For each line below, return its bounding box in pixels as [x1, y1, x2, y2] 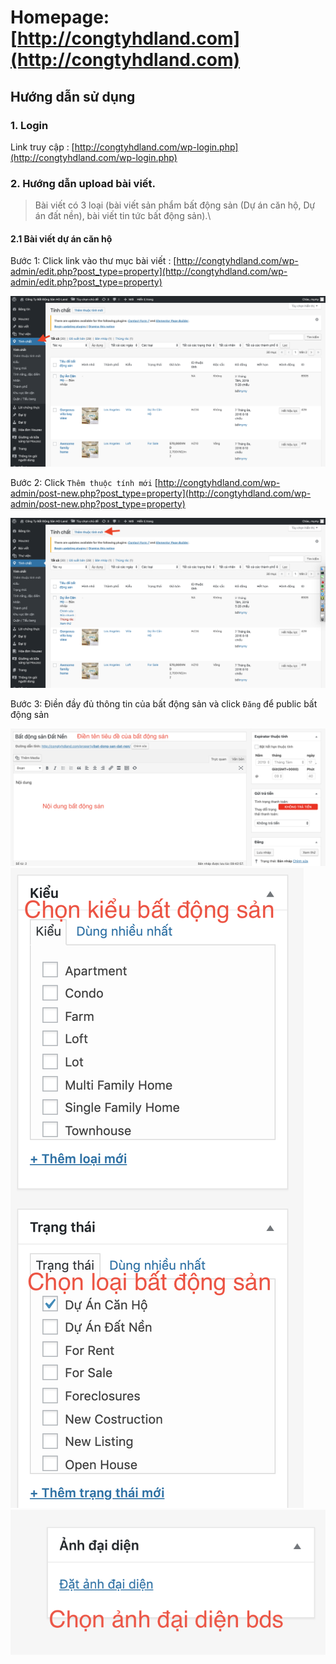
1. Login [10, 118, 49, 132]
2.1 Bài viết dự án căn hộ [10, 232, 113, 245]
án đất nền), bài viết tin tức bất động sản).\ [34, 210, 212, 222]
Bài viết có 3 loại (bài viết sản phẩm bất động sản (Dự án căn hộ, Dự [34, 199, 316, 211]
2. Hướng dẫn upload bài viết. [10, 176, 157, 190]
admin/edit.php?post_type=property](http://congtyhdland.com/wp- [10, 266, 288, 278]
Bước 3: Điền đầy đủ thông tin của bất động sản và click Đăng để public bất [10, 697, 318, 710]
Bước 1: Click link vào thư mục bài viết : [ [10, 255, 177, 267]
